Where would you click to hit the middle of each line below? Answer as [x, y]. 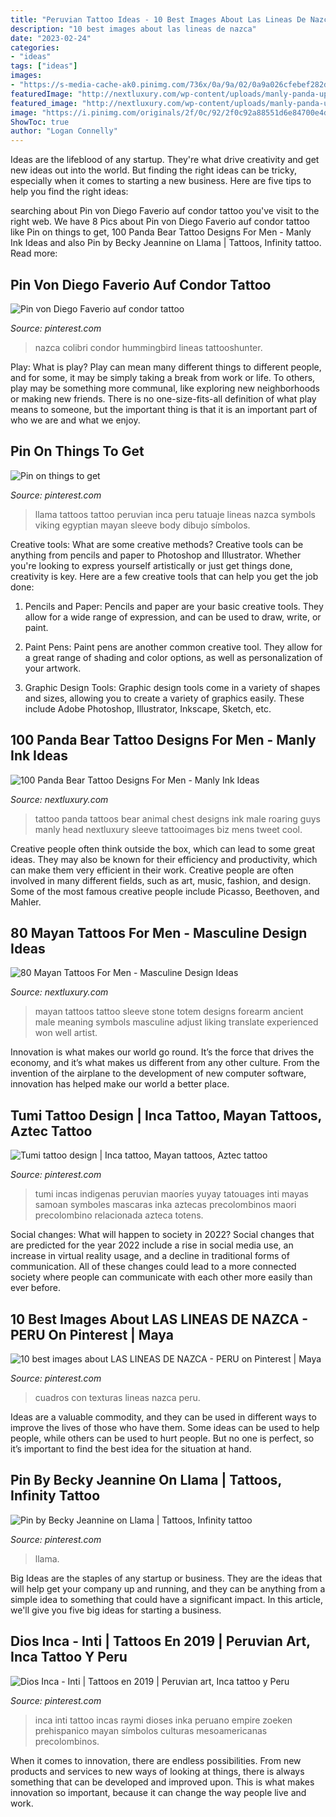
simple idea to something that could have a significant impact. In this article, [167, 1599]
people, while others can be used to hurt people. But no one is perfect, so [162, 1438]
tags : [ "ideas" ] [44, 66]
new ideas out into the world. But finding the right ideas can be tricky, [154, 170]
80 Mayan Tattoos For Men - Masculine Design [159, 932]
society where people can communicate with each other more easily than [161, 1277]
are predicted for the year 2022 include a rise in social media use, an [152, 1245]
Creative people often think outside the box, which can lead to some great [163, 848]
